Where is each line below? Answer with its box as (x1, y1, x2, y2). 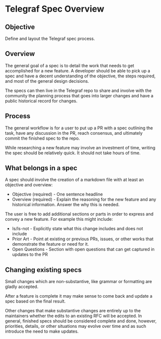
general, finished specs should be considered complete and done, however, (5, 318, 157, 324)
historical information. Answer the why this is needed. (12, 202, 120, 208)
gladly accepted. (5, 284, 39, 290)
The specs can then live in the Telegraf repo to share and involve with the (5, 88, 152, 93)
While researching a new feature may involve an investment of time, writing (5, 144, 156, 150)
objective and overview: (5, 182, 53, 188)
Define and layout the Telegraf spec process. (5, 36, 96, 41)
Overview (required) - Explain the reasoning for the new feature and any (12, 196, 157, 202)
